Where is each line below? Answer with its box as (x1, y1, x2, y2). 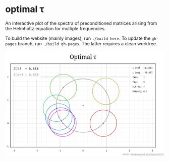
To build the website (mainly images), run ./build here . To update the (5, 35, 151, 41)
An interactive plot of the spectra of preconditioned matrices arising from (5, 20, 157, 26)
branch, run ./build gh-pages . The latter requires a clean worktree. (17, 40, 157, 46)
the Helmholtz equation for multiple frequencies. (5, 25, 106, 31)
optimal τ (5, 4, 44, 15)
